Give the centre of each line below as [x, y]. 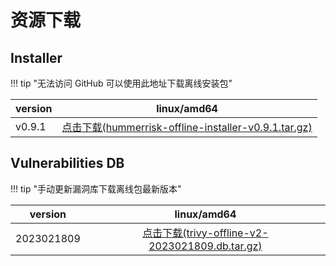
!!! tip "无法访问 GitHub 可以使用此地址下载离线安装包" [121, 83]
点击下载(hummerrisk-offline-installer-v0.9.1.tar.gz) [187, 127]
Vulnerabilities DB [67, 163]
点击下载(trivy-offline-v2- [205, 233]
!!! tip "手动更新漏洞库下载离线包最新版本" [96, 188]
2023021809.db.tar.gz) [205, 246]
